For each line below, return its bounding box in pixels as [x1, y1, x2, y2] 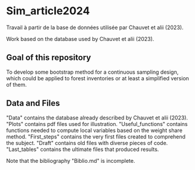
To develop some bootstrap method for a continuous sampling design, [6, 68, 179, 75]
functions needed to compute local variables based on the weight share [6, 127, 183, 134]
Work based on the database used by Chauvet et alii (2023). [6, 35, 154, 42]
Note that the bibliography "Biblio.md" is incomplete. [6, 157, 135, 164]
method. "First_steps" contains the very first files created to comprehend [6, 133, 186, 140]
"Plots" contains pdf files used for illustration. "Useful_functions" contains [6, 120, 188, 127]
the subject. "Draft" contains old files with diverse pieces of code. [6, 139, 168, 146]
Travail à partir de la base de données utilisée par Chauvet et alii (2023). [6, 24, 184, 31]
